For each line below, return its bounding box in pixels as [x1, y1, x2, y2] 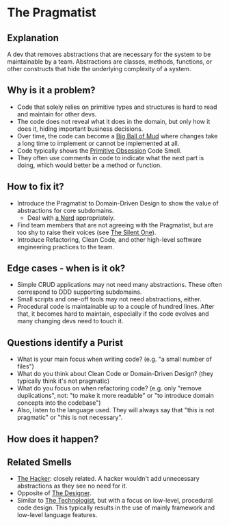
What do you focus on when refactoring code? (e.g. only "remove [16, 384, 202, 392]
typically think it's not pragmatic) [16, 377, 110, 385]
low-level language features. [16, 511, 98, 519]
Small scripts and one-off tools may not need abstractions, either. [16, 295, 202, 303]
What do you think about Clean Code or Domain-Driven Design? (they [16, 370, 214, 378]
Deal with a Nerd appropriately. [27, 214, 115, 222]
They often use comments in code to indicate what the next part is [16, 153, 204, 162]
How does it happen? [7, 433, 99, 444]
